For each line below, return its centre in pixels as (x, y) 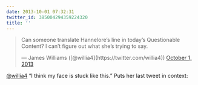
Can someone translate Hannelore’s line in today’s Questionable (101, 40)
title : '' (19, 23)
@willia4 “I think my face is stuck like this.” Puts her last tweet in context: (97, 76)
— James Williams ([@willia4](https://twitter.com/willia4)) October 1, (106, 58)
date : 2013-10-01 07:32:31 (40, 12)
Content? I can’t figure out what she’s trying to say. (84, 46)
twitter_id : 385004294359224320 (47, 17)
